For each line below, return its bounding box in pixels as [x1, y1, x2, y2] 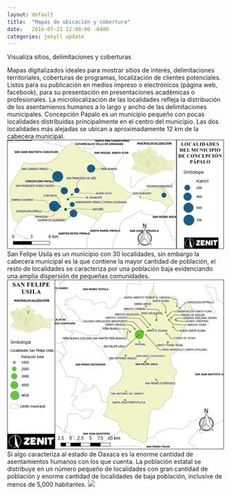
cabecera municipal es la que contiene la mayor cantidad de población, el [7, 257, 216, 265]
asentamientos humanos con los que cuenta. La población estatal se [7, 457, 201, 465]
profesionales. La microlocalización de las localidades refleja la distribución [7, 95, 221, 104]
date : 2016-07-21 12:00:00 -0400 [7, 26, 109, 32]
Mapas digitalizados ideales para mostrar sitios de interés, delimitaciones [7, 66, 215, 75]
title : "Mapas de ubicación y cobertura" [7, 18, 131, 26]
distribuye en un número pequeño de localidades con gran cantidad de [7, 465, 208, 473]
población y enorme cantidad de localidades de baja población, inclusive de [7, 472, 222, 480]
